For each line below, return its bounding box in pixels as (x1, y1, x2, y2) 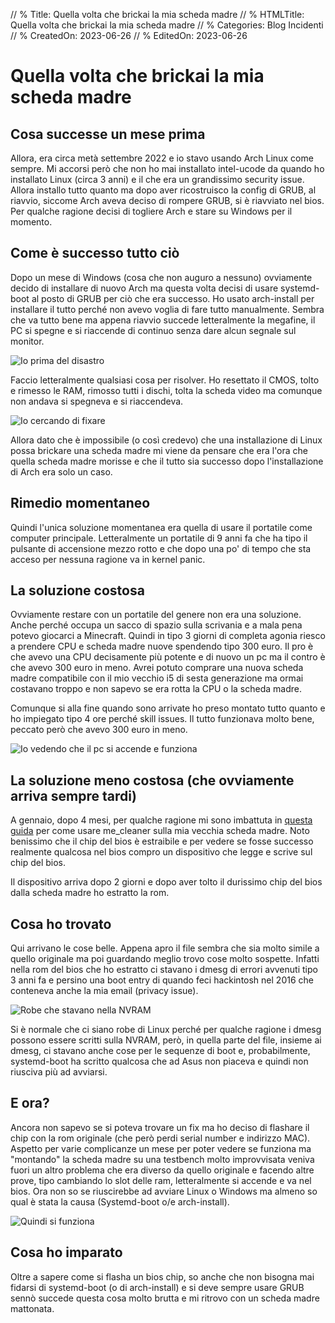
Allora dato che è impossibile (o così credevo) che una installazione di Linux (10, 434, 323, 446)
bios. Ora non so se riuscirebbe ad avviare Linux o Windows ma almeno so (10, 1185, 318, 1197)
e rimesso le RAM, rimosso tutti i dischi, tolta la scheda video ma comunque (10, 384, 323, 396)
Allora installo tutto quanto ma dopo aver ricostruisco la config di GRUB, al (10, 184, 317, 196)
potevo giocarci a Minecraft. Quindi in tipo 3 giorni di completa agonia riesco (10, 630, 326, 642)
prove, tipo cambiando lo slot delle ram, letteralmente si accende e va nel (10, 1174, 312, 1186)
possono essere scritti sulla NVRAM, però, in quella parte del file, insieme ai (10, 1034, 322, 1046)
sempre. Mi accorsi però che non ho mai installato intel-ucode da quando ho (10, 163, 325, 174)
